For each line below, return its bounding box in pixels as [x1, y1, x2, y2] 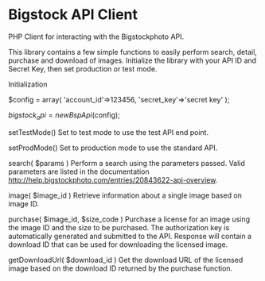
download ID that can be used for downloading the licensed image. [8, 240, 228, 249]
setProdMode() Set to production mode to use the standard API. [8, 143, 218, 152]
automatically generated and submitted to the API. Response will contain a [8, 231, 252, 241]
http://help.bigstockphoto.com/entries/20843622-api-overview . [8, 175, 218, 184]
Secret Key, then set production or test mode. [8, 64, 158, 73]
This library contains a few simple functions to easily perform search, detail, [8, 47, 257, 56]
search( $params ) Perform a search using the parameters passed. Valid [8, 158, 245, 167]
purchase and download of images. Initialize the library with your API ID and [8, 56, 257, 65]
